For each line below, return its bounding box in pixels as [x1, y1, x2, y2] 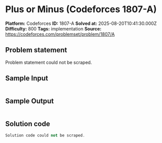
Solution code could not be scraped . [5, 133, 85, 138]
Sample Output [5, 96, 54, 105]
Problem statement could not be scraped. [5, 59, 92, 65]
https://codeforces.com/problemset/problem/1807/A [5, 31, 115, 37]
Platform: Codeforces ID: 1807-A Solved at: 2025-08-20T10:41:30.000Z [5, 20, 157, 26]
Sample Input [5, 74, 48, 83]
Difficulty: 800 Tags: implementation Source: [5, 25, 102, 31]
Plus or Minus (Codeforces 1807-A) [5, 4, 157, 15]
